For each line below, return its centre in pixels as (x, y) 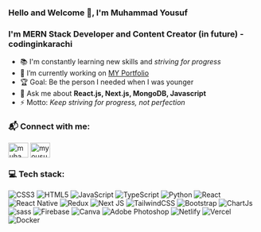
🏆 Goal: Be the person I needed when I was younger (107, 82)
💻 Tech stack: (37, 174)
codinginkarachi (41, 44)
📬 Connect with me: (49, 126)
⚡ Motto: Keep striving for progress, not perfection (102, 102)
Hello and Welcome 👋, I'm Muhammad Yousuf (98, 13)
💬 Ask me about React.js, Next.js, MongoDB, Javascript (113, 94)
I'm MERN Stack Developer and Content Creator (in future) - (126, 33)
